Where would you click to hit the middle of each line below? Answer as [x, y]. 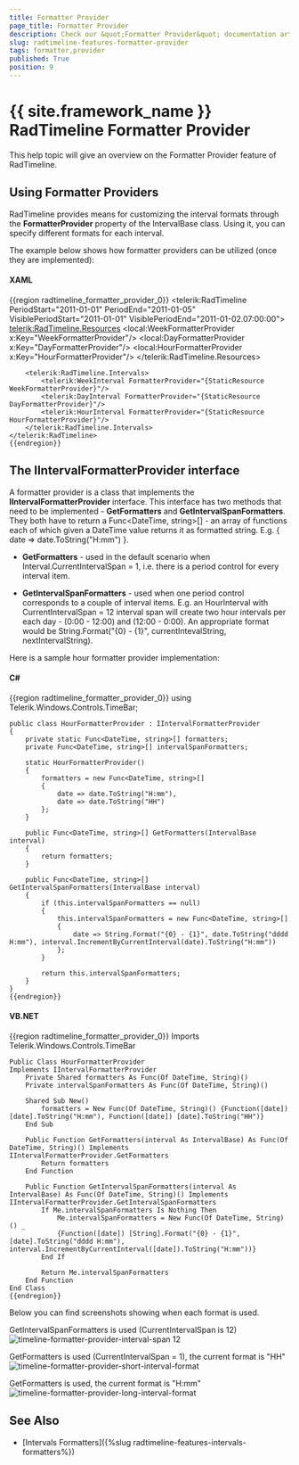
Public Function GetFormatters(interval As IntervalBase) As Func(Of [157, 1140]
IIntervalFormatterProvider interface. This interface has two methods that [145, 501]
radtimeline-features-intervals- [190, 1442]
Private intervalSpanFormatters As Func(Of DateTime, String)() [147, 1086]
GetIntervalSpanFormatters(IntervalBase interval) [105, 887]
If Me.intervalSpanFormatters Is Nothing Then [129, 1210]
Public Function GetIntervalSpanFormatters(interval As [131, 1187]
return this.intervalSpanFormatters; [111, 973]
